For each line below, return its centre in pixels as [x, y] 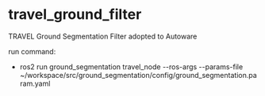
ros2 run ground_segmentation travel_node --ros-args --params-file [131, 66]
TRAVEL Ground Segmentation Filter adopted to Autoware [103, 36]
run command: [32, 51]
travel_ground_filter [75, 15]
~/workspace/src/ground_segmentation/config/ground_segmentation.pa [138, 75]
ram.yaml [35, 83]
